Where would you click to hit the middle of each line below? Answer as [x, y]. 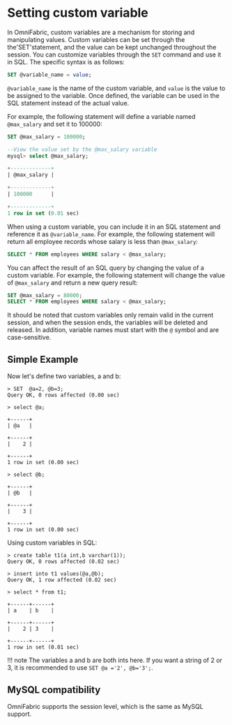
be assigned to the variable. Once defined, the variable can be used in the [113, 95]
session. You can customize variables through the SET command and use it [114, 55]
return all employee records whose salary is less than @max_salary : [103, 241]
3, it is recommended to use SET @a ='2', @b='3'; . [80, 668]
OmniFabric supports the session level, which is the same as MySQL [105, 706]
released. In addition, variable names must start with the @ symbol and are [113, 330]
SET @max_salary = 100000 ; [46, 137]
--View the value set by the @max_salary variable [82, 149]
